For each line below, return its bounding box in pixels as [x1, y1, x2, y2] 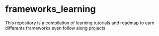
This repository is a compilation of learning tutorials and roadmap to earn [5, 20, 155, 26]
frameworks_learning [5, 3, 96, 15]
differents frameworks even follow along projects [5, 25, 106, 31]
